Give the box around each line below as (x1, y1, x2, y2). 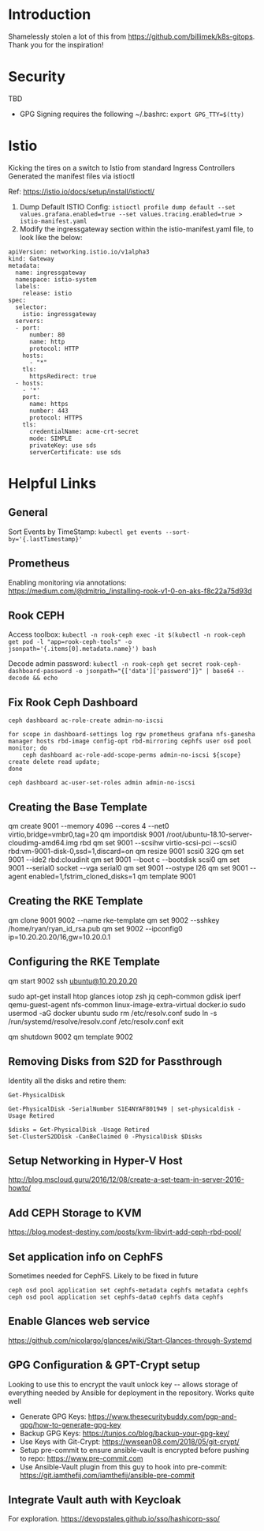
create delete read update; (8, 758, 101, 766)
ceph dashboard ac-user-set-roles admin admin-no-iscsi (8, 779, 195, 787)
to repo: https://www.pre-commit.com (19, 1454, 143, 1463)
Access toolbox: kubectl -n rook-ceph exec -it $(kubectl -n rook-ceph (8, 630, 246, 639)
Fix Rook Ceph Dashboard (8, 695, 138, 709)
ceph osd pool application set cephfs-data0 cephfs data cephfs (8, 1293, 224, 1301)
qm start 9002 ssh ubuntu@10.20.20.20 (8, 976, 138, 985)
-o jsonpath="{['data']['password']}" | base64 (75, 668, 235, 675)
